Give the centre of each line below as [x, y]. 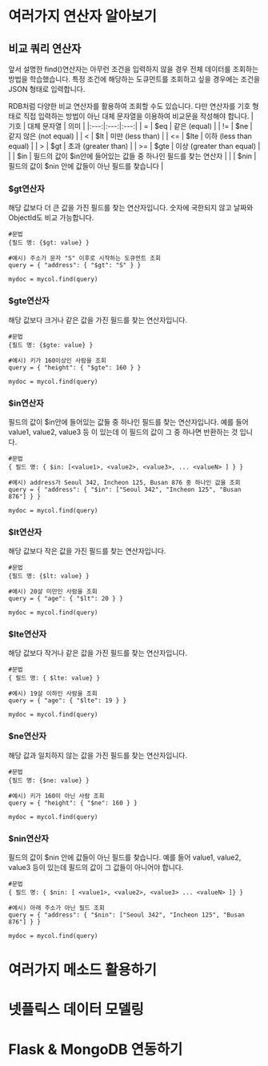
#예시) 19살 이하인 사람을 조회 [53, 694]
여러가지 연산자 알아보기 [83, 16]
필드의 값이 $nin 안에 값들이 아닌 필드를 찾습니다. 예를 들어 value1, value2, [125, 857]
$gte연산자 [29, 301]
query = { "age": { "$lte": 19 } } [68, 701]
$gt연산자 [27, 189]
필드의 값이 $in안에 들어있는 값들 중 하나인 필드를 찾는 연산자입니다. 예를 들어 [129, 421]
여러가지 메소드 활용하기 [83, 970]
